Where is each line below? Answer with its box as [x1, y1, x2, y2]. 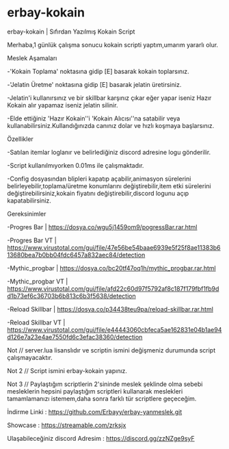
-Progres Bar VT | [7, 236, 57, 244]
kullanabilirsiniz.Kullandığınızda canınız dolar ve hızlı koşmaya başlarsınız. [7, 121, 215, 129]
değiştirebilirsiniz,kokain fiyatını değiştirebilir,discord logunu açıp [7, 189, 189, 197]
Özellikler [7, 135, 34, 143]
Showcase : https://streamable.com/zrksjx [7, 421, 126, 429]
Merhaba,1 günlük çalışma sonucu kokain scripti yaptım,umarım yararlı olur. [7, 40, 219, 49]
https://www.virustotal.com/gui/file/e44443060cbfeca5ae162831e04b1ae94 [7, 325, 222, 333]
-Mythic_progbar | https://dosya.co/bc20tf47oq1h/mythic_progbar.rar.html [7, 264, 217, 272]
